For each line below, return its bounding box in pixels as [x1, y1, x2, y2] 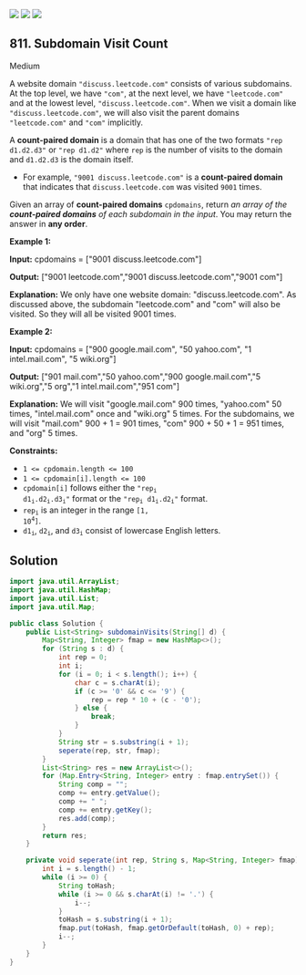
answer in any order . [9, 218, 88, 229]
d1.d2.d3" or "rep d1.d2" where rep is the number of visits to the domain [9, 144, 283, 155]
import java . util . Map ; [9, 602, 96, 611]
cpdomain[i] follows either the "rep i [22, 482, 158, 494]
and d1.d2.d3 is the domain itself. [9, 153, 134, 164]
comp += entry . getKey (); [57, 805, 153, 814]
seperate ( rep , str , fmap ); [57, 746, 161, 755]
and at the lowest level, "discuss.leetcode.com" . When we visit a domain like [9, 97, 297, 109]
